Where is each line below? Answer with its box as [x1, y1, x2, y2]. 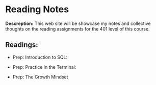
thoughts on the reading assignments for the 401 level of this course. [5, 25, 150, 32]
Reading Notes [5, 4, 69, 15]
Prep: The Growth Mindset [12, 74, 68, 80]
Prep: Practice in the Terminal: [12, 64, 76, 70]
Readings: [5, 41, 38, 49]
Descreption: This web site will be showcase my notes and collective [5, 20, 151, 26]
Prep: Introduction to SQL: [12, 54, 68, 60]
